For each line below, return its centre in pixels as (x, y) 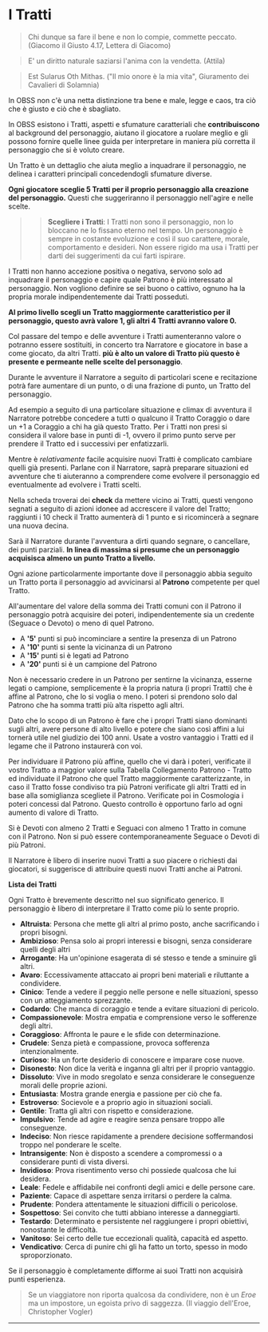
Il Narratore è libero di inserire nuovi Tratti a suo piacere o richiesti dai (123, 860)
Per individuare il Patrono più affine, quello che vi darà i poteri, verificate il (130, 761)
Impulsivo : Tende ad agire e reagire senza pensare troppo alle (122, 1119)
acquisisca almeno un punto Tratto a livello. (82, 558)
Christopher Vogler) (60, 1311)
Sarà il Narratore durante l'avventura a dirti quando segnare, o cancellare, (129, 540)
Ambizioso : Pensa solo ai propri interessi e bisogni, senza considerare (136, 940)
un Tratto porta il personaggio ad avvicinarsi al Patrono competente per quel (134, 582)
